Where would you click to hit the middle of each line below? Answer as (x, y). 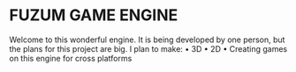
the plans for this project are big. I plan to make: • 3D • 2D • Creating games (148, 48)
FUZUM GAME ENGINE (94, 15)
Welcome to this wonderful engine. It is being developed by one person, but (147, 40)
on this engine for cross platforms (71, 58)
